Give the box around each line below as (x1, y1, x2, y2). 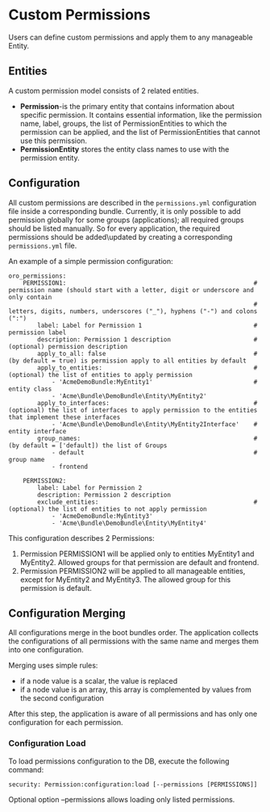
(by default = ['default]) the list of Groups (8, 442, 168, 450)
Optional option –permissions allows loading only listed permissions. (8, 794, 235, 804)
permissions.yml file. (8, 241, 77, 250)
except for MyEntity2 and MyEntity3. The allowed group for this (19, 575, 231, 584)
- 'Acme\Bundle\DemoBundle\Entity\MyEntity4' (51, 519, 207, 527)
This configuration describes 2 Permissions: (8, 533, 155, 542)
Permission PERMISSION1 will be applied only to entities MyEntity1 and (19, 549, 255, 559)
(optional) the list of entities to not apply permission (8, 504, 207, 513)
